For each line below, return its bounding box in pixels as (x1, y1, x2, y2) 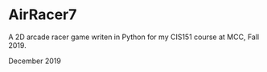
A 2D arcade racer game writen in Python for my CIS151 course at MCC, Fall (8, 32, 260, 42)
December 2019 (8, 56, 62, 66)
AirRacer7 (8, 6, 77, 24)
